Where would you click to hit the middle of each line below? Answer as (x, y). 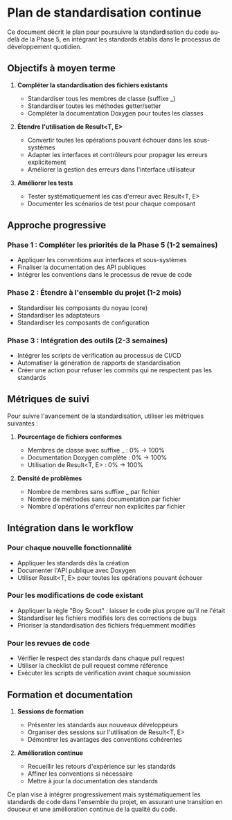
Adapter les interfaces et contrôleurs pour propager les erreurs (117, 154)
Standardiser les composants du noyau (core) (82, 308)
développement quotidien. (45, 46)
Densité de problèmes (50, 478)
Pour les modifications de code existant (75, 595)
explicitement (47, 162)
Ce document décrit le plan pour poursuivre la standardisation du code (108, 32)
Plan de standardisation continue (105, 13)
